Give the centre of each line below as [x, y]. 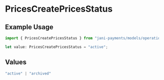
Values [16, 62]
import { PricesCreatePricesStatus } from [49, 38]
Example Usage [29, 27]
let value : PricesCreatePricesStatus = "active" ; [57, 47]
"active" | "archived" [28, 73]
